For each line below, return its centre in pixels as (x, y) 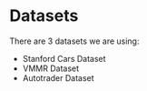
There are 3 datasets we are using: (74, 41)
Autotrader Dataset (58, 77)
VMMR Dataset (51, 68)
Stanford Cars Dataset (64, 58)
